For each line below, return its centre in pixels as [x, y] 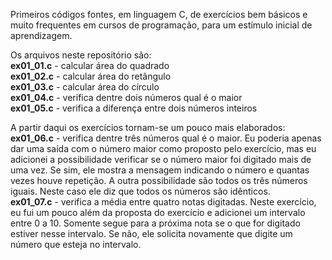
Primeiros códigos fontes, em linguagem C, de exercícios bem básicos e [159, 14]
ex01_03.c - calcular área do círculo [85, 87]
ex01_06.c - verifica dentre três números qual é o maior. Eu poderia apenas [166, 138]
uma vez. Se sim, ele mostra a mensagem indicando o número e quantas [160, 170]
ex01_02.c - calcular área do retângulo [91, 76]
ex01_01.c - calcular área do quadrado [90, 65]
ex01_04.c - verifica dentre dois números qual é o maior [126, 97]
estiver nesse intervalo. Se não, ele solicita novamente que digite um [151, 233]
